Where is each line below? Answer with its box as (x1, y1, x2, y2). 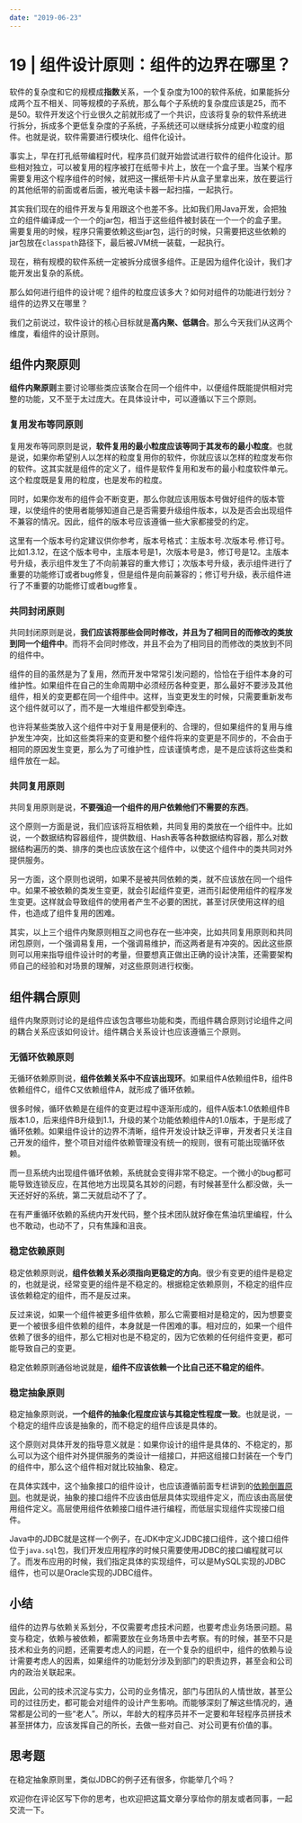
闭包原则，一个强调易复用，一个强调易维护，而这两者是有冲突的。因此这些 (9, 938, 285, 949)
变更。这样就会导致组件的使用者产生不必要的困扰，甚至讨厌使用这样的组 (16, 896, 285, 907)
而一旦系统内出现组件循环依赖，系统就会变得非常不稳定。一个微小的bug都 (9, 1167, 284, 1179)
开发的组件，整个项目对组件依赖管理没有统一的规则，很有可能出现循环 (16, 1137, 277, 1148)
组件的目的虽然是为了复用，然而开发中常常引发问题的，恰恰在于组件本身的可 (9, 668, 293, 679)
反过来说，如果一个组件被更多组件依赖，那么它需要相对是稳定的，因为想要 (9, 1308, 285, 1319)
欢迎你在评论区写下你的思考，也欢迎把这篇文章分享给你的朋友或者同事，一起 (9, 1792, 293, 1804)
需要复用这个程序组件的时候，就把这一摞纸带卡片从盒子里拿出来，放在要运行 (9, 173, 293, 184)
